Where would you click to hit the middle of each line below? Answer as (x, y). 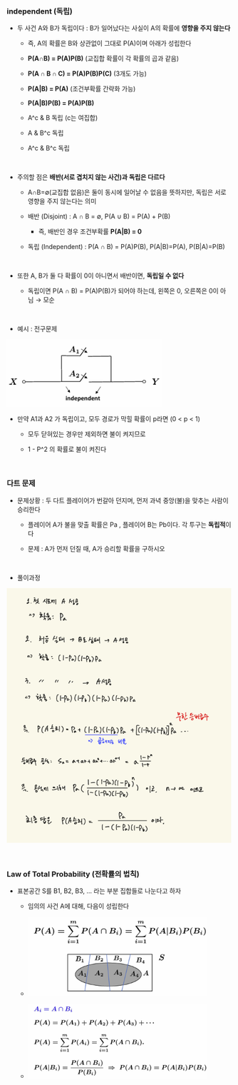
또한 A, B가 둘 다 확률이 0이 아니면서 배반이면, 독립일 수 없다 (100, 276)
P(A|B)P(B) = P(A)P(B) (61, 103)
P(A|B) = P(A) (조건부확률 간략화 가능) (82, 89)
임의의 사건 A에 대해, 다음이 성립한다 (78, 906)
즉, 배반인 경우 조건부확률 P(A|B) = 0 (90, 232)
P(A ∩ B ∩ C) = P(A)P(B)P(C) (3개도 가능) (87, 74)
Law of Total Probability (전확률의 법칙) (73, 874)
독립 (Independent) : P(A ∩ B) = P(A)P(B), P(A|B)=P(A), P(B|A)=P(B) (126, 247)
